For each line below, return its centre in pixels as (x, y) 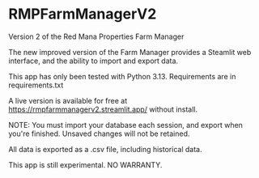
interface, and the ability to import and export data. (93, 61)
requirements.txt (36, 85)
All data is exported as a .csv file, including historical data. (105, 149)
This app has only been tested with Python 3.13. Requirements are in (122, 76)
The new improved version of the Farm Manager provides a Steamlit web (130, 52)
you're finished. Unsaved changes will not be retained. (99, 133)
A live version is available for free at (68, 100)
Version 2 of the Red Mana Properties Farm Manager (96, 36)
